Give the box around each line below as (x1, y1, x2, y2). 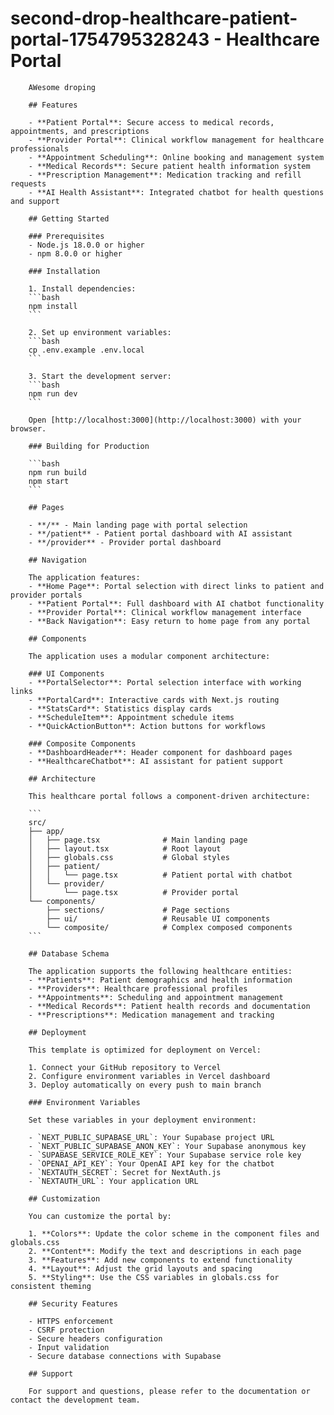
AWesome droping (28, 82, 97, 92)
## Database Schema (28, 948, 110, 959)
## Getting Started (28, 213, 110, 224)
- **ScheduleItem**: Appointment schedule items (28, 712, 235, 722)
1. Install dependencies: (28, 283, 137, 294)
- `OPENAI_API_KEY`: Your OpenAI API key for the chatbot (28, 1158, 275, 1169)
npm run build (28, 467, 87, 477)
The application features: (28, 572, 141, 582)
